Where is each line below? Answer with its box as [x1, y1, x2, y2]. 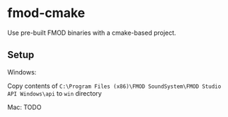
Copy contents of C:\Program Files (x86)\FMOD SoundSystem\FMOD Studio [7, 82, 222, 90]
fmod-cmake [7, 5, 86, 21]
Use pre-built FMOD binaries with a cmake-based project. [7, 28, 176, 37]
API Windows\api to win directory [7, 89, 102, 97]
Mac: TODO [7, 103, 42, 111]
